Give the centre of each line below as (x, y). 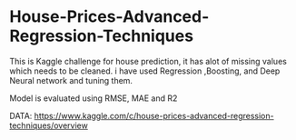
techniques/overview (49, 125)
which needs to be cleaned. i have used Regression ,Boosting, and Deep (145, 71)
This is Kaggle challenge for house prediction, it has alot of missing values (148, 61)
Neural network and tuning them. (71, 80)
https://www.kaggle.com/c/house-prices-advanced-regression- (154, 115)
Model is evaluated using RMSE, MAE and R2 (94, 98)
